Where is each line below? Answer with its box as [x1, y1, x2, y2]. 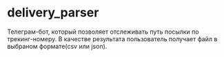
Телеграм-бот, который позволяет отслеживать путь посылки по [7, 27, 199, 36]
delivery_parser [7, 5, 99, 21]
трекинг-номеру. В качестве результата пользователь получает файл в [7, 34, 218, 43]
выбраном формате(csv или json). [7, 42, 108, 50]
